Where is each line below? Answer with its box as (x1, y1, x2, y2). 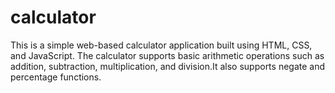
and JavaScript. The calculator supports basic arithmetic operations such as (10, 49, 325, 61)
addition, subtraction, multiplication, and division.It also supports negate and (10, 60, 326, 72)
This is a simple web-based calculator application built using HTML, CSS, (10, 39, 313, 51)
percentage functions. (10, 71, 102, 83)
